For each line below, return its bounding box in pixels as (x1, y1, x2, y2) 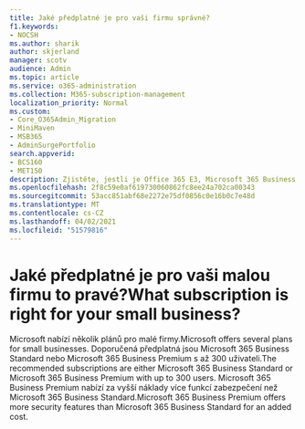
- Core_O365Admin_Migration (9, 115, 117, 124)
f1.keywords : (9, 22, 59, 31)
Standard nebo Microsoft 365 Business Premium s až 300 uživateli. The (9, 353, 277, 364)
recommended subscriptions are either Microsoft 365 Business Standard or (9, 362, 294, 374)
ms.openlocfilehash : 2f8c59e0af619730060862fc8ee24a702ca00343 (9, 183, 256, 193)
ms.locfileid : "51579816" (9, 225, 108, 235)
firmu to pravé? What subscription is (9, 284, 289, 305)
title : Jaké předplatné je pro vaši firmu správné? (9, 13, 210, 23)
